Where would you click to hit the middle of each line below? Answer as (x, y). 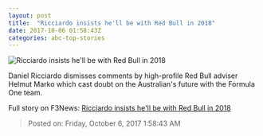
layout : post (30, 16)
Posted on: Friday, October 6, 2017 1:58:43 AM (104, 123)
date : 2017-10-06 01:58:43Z (55, 30)
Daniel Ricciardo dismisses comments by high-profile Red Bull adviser (123, 76)
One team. (25, 93)
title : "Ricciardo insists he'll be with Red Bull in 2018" (112, 23)
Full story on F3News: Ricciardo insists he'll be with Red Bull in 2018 (120, 108)
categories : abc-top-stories (57, 38)
